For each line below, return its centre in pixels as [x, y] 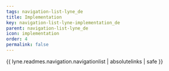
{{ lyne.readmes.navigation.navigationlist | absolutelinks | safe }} [85, 61]
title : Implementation [34, 17]
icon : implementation [33, 34]
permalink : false [27, 45]
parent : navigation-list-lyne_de [47, 28]
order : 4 [17, 39]
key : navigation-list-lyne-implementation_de [63, 22]
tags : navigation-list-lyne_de [45, 12]
